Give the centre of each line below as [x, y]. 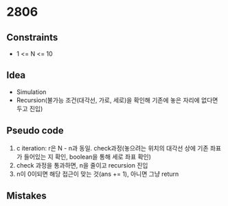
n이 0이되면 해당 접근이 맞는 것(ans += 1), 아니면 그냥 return [98, 174]
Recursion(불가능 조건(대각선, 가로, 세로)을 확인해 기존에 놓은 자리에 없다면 [117, 100]
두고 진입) [30, 108]
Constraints [32, 37]
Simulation [31, 92]
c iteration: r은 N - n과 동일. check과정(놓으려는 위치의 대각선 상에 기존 [112, 148]
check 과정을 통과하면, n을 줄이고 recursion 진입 [82, 165]
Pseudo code [35, 131]
